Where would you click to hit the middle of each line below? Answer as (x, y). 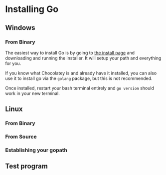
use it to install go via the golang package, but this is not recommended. (79, 78)
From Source (21, 137)
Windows (20, 28)
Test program (27, 166)
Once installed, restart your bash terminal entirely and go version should (80, 88)
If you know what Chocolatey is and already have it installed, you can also (81, 73)
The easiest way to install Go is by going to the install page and (70, 52)
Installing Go (32, 9)
